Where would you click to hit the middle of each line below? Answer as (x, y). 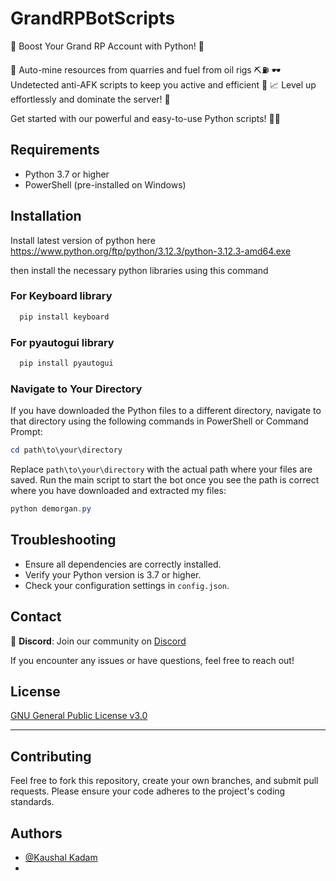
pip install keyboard (64, 317)
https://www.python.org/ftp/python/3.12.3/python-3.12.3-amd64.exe (151, 251)
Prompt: (26, 432)
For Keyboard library (61, 296)
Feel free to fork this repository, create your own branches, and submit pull (164, 781)
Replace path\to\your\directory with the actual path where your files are (161, 469)
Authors (36, 833)
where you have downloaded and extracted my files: (118, 491)
